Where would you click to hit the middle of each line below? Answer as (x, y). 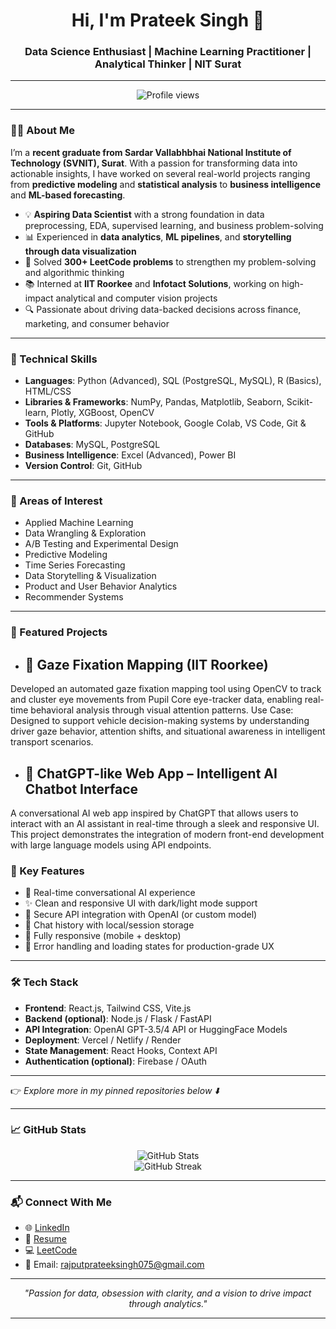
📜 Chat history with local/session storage (109, 925)
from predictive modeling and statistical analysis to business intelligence (166, 184)
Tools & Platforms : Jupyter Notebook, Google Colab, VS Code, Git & (165, 423)
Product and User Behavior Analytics (101, 586)
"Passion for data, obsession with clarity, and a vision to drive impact (168, 1293)
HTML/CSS (48, 391)
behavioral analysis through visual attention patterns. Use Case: (162, 710)
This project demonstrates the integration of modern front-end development (167, 834)
